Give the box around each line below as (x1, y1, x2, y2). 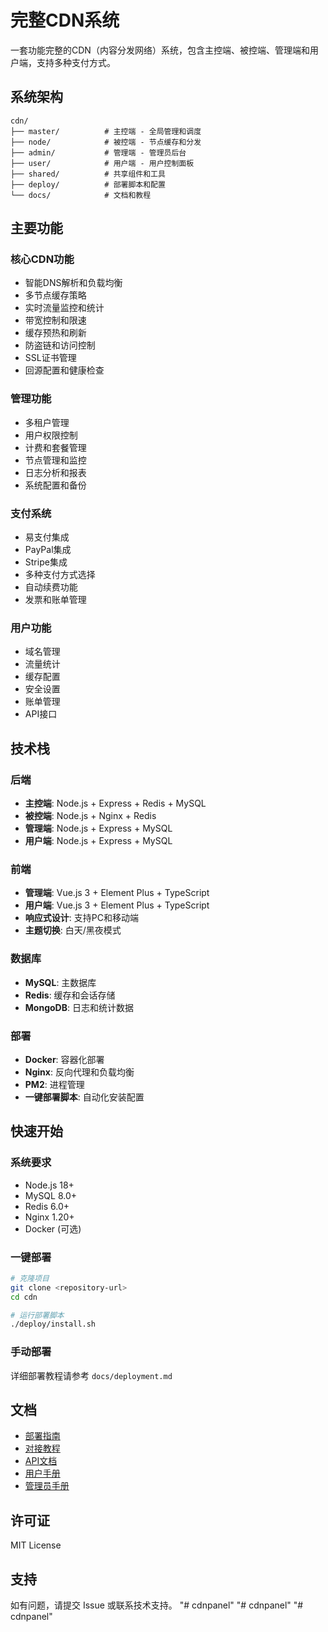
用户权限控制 (24, 429, 78, 441)
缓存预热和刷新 (24, 327, 87, 339)
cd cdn (10, 1292, 38, 1302)
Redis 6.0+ (24, 1200, 70, 1212)
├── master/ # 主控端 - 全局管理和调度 (10, 126, 202, 136)
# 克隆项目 (10, 1273, 50, 1283)
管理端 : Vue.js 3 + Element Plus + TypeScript (24, 887, 210, 899)
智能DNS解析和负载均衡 (24, 277, 123, 289)
